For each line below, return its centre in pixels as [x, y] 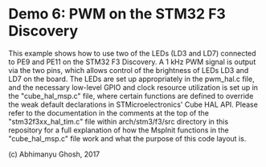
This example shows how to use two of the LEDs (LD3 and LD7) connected [132, 53]
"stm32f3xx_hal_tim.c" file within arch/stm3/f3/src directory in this [119, 121]
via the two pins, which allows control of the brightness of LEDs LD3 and [129, 70]
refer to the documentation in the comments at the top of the [108, 112]
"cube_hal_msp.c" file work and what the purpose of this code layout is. [127, 138]
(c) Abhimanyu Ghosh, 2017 [54, 154]
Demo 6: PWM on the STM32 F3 [117, 14]
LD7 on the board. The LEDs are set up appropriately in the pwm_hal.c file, [131, 79]
